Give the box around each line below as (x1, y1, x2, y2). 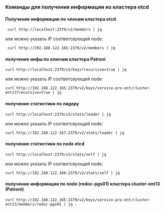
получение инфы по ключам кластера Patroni (5, 56, 106, 62)
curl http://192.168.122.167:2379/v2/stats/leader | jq (5, 130, 124, 135)
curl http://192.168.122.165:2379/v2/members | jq (7, 46, 115, 51)
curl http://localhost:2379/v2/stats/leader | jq (5, 112, 111, 117)
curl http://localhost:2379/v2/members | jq (7, 27, 102, 32)
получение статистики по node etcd (5, 141, 84, 147)
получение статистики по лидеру (5, 100, 79, 106)
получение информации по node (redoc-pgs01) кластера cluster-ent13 (5, 181, 160, 187)
